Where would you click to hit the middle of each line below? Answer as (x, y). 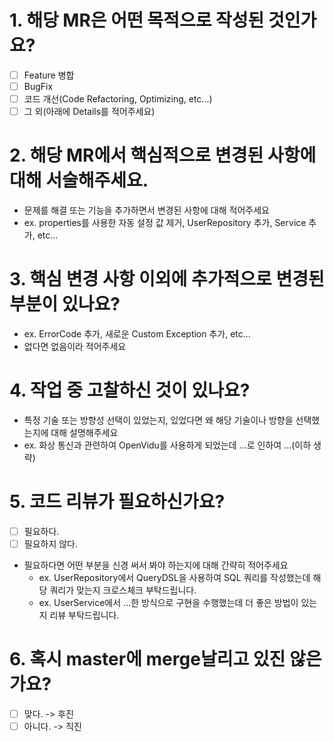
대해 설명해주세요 (84, 432)
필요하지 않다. (51, 544)
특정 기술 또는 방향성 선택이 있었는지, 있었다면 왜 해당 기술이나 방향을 (158, 420)
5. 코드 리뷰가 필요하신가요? (117, 502)
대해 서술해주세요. (79, 180)
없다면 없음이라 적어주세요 (75, 347)
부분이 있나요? (65, 304)
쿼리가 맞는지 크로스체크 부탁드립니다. (123, 590)
